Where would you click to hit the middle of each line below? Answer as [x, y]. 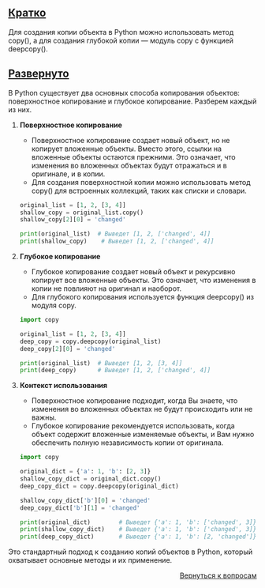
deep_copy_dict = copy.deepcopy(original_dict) [99, 486]
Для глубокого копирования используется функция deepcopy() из [143, 297]
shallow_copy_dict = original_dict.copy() [90, 479]
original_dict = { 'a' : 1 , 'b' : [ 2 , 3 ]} [85, 472]
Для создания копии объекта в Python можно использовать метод [121, 32]
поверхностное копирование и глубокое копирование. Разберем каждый [132, 101]
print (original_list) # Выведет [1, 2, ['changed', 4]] [115, 234]
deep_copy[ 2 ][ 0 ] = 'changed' [67, 349]
